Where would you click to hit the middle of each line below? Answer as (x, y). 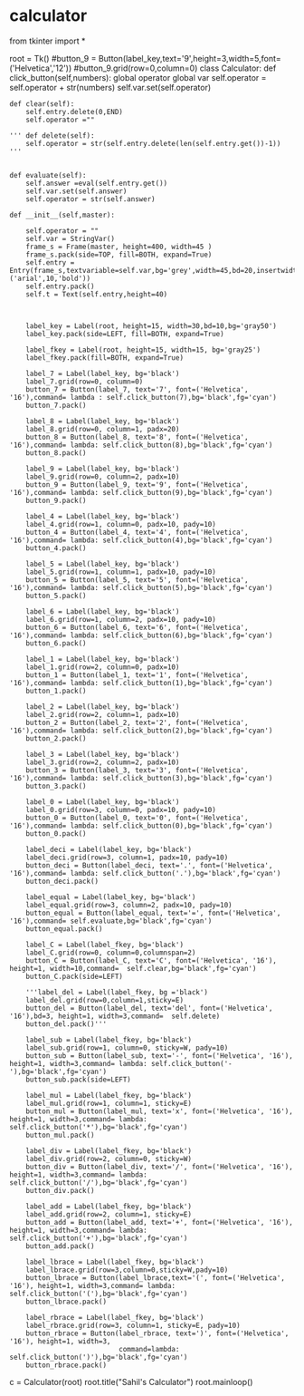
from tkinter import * (47, 41)
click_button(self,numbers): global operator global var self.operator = (138, 77)
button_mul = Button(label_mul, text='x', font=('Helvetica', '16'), (160, 1111)
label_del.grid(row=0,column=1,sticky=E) (104, 1000)
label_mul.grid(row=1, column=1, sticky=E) (109, 1103)
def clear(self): (42, 104)
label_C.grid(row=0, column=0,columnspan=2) (111, 953)
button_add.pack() (60, 1246)
